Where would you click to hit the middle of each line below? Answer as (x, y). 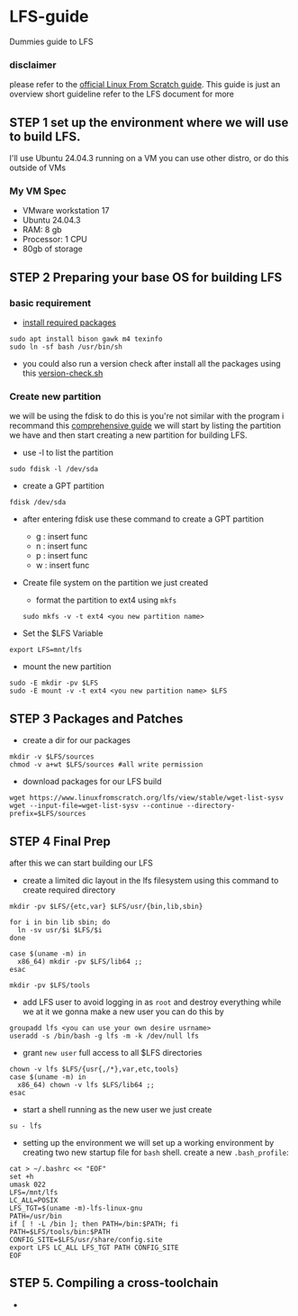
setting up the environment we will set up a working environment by (148, 1142)
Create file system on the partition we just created (115, 583)
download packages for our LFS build (92, 782)
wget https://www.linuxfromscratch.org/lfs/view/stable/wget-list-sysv (146, 798)
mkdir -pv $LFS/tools (50, 985)
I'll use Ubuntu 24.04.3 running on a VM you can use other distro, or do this (149, 159)
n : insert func (62, 546)
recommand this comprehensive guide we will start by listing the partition (145, 426)
